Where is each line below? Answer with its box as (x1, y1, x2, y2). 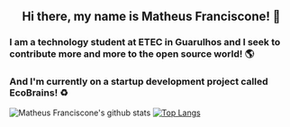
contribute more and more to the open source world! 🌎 (9, 48, 255, 60)
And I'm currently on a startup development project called (9, 76, 268, 88)
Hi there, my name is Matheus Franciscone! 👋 (22, 9, 281, 24)
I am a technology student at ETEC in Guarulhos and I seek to (9, 36, 281, 49)
